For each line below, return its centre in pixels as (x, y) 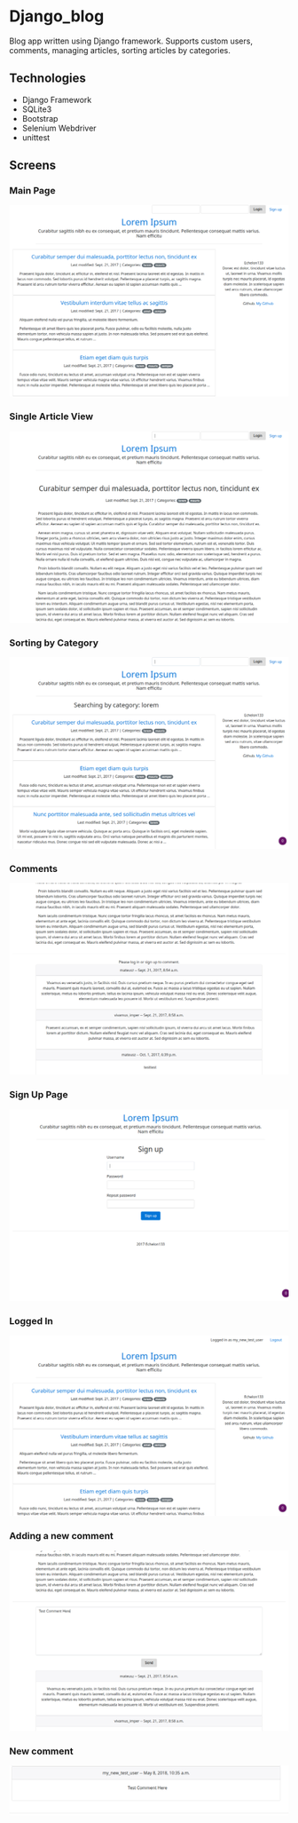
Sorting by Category (54, 643)
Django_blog (57, 16)
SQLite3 (37, 109)
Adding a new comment (61, 1536)
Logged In (31, 1320)
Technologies (48, 79)
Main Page (32, 191)
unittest (36, 137)
